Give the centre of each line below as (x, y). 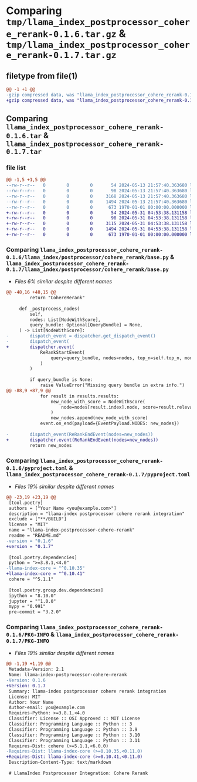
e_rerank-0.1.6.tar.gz (61, 34)
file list (16, 168)
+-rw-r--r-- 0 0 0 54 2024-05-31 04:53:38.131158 (97, 213)
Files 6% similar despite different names (63, 282)
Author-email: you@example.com (47, 708)
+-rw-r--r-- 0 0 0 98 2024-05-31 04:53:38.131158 (97, 218)
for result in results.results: (79, 396)
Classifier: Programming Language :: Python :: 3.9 (73, 729)
